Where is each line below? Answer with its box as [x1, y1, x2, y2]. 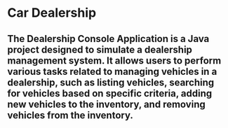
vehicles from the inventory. [7, 109, 133, 121]
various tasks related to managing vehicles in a [7, 65, 217, 78]
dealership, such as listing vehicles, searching [7, 76, 215, 88]
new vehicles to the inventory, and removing [7, 98, 206, 110]
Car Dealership [7, 5, 97, 21]
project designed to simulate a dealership [7, 43, 193, 55]
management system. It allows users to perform [7, 55, 222, 66]
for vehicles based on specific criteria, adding [7, 87, 213, 99]
